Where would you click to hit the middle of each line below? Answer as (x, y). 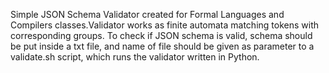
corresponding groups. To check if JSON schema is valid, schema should (161, 35)
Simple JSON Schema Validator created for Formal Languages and (147, 14)
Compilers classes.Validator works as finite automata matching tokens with (165, 25)
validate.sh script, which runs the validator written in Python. (135, 57)
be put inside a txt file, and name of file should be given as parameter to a (162, 46)
